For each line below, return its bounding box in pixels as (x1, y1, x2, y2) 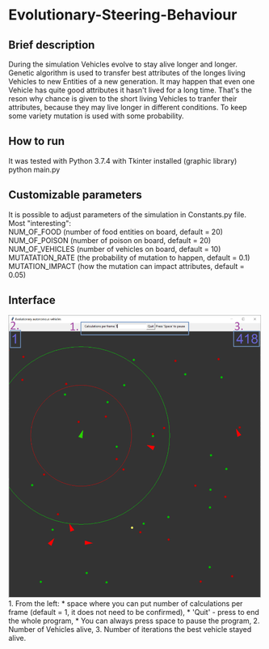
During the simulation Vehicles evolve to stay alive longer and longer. (8, 59, 238, 69)
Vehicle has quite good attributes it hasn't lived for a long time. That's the (8, 85, 252, 95)
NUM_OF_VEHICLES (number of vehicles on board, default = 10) (8, 244, 221, 254)
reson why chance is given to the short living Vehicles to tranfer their (8, 94, 237, 103)
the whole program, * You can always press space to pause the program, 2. (8, 616, 260, 626)
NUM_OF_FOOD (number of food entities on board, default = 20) (8, 227, 224, 237)
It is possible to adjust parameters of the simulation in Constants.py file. (8, 209, 246, 220)
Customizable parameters (8, 188, 143, 202)
